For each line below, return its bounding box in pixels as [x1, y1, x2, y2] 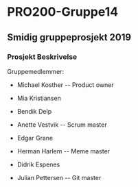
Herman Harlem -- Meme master [16, 147, 111, 155]
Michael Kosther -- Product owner [16, 80, 115, 89]
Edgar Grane [16, 134, 54, 142]
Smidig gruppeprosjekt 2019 [7, 32, 132, 43]
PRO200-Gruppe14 [7, 4, 119, 20]
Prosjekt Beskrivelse [7, 52, 78, 62]
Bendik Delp [16, 107, 52, 115]
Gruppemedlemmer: [7, 67, 64, 75]
